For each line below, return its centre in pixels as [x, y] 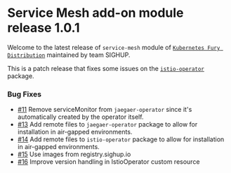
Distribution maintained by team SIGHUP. [69, 55]
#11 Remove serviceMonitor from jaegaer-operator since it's [105, 110]
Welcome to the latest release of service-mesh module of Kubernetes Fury [114, 47]
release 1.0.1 [44, 28]
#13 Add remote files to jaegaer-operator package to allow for [107, 124]
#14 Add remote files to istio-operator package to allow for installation [121, 139]
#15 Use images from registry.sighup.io [74, 154]
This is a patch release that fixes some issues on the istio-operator [106, 68]
